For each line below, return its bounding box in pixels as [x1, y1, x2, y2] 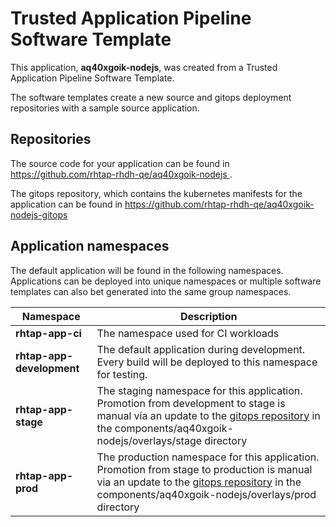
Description [180, 309, 238, 323]
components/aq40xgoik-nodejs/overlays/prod [96, 487, 317, 501]
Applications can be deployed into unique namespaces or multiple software [10, 275, 322, 287]
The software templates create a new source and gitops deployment [10, 91, 292, 103]
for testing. [96, 367, 148, 381]
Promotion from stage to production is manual [96, 462, 313, 476]
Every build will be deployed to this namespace [96, 355, 318, 369]
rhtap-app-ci [15, 326, 82, 340]
